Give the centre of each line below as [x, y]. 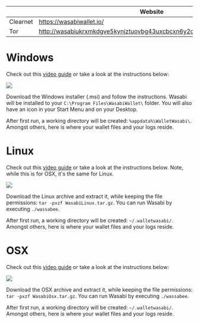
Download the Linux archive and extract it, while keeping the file [84, 196]
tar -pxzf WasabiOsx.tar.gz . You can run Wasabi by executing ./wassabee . [98, 296]
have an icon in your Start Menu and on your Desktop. [72, 109]
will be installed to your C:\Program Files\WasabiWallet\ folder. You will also [99, 103]
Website [152, 12]
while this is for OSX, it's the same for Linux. [60, 174]
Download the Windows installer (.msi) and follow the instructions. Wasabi [97, 97]
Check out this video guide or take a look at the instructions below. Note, [95, 167]
